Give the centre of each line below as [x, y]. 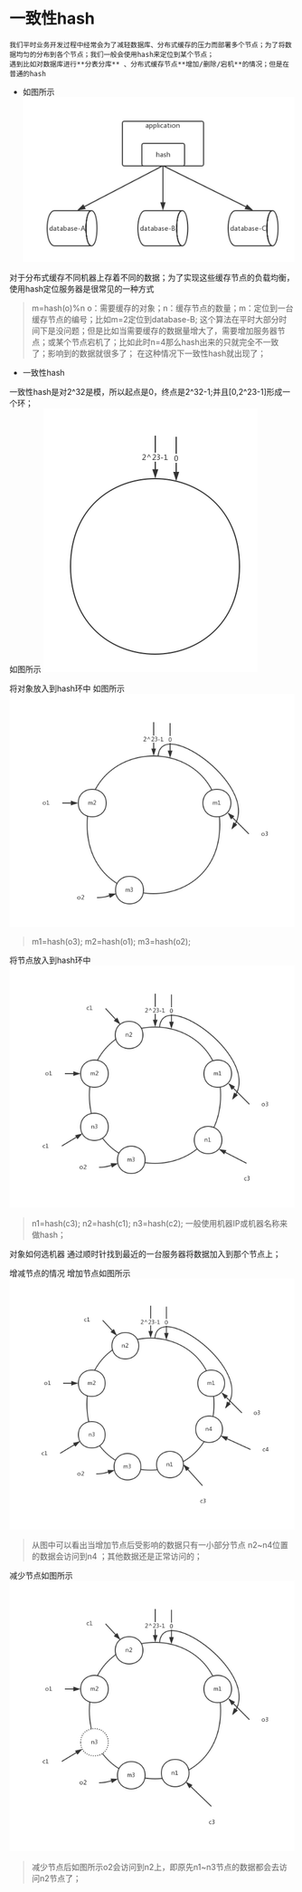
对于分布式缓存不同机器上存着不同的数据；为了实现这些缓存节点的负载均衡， [152, 278]
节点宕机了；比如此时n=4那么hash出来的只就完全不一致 [175, 342]
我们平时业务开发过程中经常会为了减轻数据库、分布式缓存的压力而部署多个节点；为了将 [147, 45]
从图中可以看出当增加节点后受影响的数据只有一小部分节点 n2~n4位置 [160, 1545]
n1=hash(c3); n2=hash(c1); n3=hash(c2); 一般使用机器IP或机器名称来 [159, 1224]
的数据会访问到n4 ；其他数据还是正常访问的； [117, 1556]
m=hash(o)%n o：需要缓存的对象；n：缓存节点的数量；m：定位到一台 [162, 308]
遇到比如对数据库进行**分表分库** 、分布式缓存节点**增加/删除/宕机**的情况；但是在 [149, 64]
